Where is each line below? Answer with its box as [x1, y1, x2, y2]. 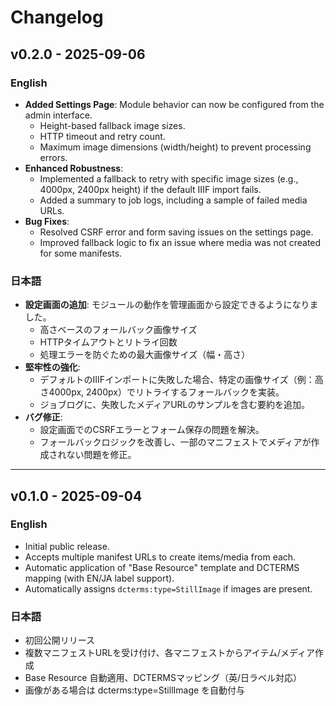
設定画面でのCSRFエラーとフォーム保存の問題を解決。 [39, 424, 265, 436]
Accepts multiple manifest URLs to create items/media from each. [24, 551, 297, 563]
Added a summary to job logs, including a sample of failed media [39, 194, 308, 206]
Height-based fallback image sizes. [39, 119, 186, 131]
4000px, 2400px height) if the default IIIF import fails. [39, 183, 262, 195]
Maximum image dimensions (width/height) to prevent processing [39, 141, 312, 153]
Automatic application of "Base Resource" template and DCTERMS [24, 561, 300, 573]
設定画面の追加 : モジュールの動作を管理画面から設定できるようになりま [24, 299, 319, 311]
